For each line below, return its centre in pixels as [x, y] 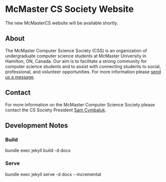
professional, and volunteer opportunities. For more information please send [83, 72]
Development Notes [37, 125]
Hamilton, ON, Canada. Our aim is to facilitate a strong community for [76, 61]
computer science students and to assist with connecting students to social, [83, 66]
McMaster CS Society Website [70, 9]
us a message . [20, 77]
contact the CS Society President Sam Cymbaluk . [56, 110]
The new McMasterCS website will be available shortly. [62, 23]
